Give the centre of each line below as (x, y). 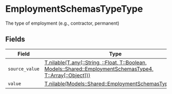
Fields (15, 39)
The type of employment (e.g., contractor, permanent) (62, 23)
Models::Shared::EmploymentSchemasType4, (99, 69)
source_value (24, 69)
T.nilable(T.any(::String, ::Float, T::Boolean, (95, 62)
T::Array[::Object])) (67, 75)
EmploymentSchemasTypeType (74, 9)
